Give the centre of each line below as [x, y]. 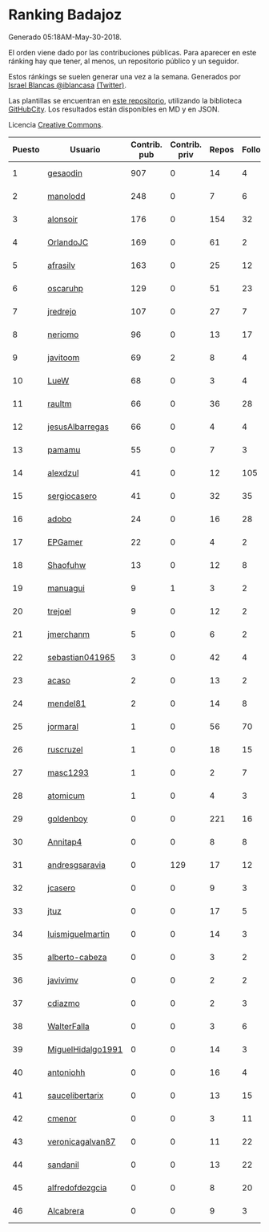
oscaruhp [66, 288]
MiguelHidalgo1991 [85, 1049]
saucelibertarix [76, 1095]
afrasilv [62, 265]
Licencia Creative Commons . [56, 124]
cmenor [62, 1118]
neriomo [63, 334]
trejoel [60, 611]
